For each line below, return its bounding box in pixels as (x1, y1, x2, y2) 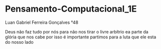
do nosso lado (5, 39, 34, 45)
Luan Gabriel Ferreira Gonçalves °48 (5, 19, 79, 25)
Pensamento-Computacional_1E (5, 3, 137, 15)
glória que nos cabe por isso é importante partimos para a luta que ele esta (5, 34, 157, 40)
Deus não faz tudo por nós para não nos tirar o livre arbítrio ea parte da (5, 29, 149, 34)
